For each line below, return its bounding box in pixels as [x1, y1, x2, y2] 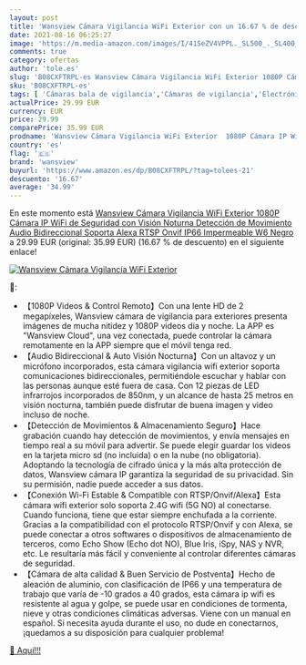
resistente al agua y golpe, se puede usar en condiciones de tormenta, [22, 598, 288, 609]
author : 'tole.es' [9, 65, 79, 74]
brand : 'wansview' [9, 157, 79, 167]
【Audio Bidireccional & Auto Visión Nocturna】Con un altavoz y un [22, 351, 276, 362]
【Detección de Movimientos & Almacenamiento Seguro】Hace [22, 420, 261, 431]
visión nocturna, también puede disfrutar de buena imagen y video [22, 400, 273, 411]
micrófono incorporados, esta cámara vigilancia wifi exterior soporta [22, 361, 280, 372]
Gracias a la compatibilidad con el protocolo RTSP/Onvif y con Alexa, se [22, 519, 293, 530]
